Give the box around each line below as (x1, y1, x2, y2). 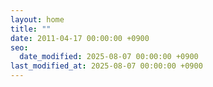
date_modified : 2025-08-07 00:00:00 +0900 (19, 52, 199, 62)
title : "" (10, 24, 52, 34)
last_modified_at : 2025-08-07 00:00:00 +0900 (10, 61, 203, 71)
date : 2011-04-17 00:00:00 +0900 (10, 33, 150, 43)
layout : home (10, 14, 65, 25)
